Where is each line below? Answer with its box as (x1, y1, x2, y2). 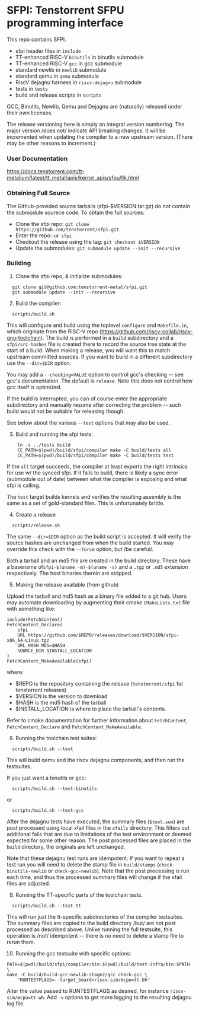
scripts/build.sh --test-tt (12, 903, 82, 909)
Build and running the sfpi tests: (15, 431, 94, 438)
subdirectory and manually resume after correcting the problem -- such (7, 401, 181, 408)
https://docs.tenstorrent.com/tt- (7, 168, 85, 175)
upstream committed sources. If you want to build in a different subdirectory (7, 353, 193, 360)
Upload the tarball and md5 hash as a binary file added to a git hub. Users (7, 592, 187, 600)
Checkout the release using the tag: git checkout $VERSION (15, 238, 160, 245)
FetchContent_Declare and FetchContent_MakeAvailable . (7, 723, 143, 730)
